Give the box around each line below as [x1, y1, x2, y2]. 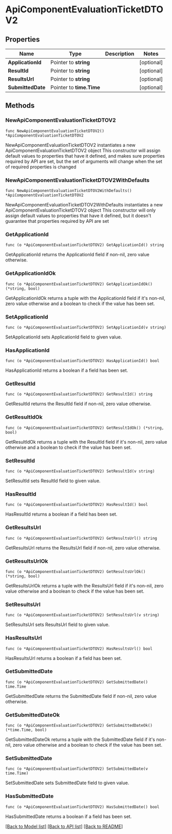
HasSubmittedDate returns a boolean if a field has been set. [5, 813, 132, 820]
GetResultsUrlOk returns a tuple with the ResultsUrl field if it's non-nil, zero [5, 582, 164, 589]
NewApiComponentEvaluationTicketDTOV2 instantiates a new [5, 142, 136, 148]
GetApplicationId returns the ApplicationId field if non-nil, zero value [5, 252, 150, 258]
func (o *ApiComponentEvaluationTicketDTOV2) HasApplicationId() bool [5, 358, 160, 364]
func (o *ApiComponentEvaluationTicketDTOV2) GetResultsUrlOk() [5, 569, 146, 574]
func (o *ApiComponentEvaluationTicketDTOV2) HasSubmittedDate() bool [5, 804, 160, 809]
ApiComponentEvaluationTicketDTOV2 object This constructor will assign [5, 147, 161, 154]
